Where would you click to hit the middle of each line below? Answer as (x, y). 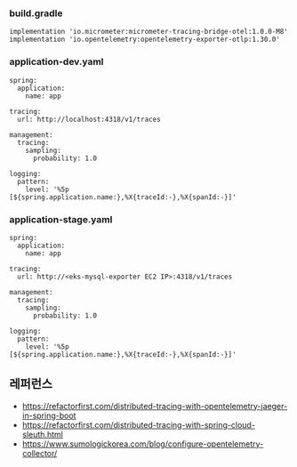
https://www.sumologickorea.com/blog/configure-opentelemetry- (143, 444)
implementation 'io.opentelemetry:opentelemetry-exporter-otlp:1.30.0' (144, 40)
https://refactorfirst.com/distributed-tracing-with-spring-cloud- (139, 424)
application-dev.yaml (56, 62)
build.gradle (36, 13)
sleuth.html (43, 434)
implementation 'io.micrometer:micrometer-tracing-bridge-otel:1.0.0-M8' (149, 32)
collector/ (40, 453)
